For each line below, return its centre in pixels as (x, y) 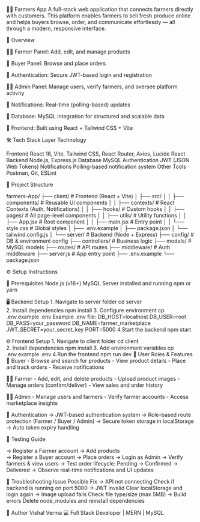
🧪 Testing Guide (26, 439)
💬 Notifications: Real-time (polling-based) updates (68, 105)
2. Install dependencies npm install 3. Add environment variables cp (90, 348)
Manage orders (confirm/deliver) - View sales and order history (85, 385)
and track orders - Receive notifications (55, 367)
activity (15, 93)
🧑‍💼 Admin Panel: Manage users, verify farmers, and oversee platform (92, 86)
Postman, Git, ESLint (32, 173)
